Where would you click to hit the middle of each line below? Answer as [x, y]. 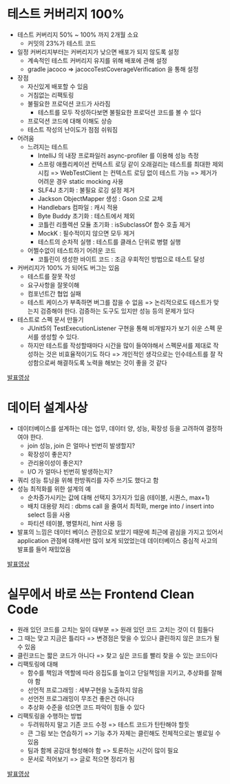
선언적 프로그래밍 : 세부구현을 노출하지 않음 [85, 690]
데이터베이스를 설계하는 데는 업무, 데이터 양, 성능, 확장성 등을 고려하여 [111, 428]
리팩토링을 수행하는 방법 [50, 716]
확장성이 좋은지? [49, 454]
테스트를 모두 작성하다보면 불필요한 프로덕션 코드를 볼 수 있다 [119, 112]
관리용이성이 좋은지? [55, 463]
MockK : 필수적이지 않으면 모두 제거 [86, 233]
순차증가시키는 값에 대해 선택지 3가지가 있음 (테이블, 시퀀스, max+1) [118, 497]
